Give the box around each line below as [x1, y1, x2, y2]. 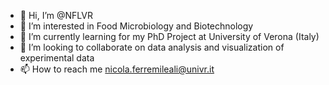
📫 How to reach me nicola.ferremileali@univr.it [19, 63, 215, 75]
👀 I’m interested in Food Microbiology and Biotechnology [19, 20, 254, 32]
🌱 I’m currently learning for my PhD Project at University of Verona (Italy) [19, 31, 320, 42]
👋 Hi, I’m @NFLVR [19, 10, 93, 21]
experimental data [19, 52, 95, 64]
